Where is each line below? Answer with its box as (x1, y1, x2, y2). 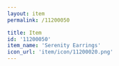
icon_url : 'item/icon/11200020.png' (7, 49, 113, 56)
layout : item (7, 10, 45, 17)
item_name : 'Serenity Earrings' (7, 42, 101, 49)
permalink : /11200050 (7, 17, 70, 24)
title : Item (7, 29, 42, 36)
